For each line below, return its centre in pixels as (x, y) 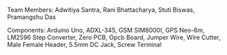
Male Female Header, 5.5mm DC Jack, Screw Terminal (85, 44)
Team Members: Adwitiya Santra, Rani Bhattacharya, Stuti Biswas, (101, 10)
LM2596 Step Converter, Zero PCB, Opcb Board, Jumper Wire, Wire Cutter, (114, 37)
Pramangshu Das (32, 17)
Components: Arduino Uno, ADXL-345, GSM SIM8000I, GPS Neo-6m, (106, 30)
